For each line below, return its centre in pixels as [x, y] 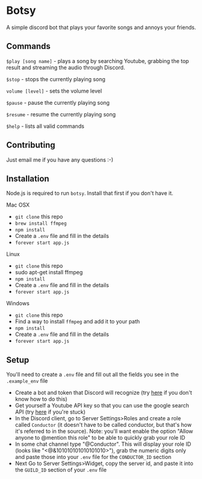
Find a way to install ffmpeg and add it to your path [77, 322]
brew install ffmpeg [41, 224]
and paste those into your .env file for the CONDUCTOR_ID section [93, 457]
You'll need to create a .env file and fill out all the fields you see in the [93, 375]
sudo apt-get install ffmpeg [49, 273]
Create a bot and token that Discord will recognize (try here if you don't [103, 393]
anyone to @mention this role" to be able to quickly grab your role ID [100, 438]
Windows [18, 303]
